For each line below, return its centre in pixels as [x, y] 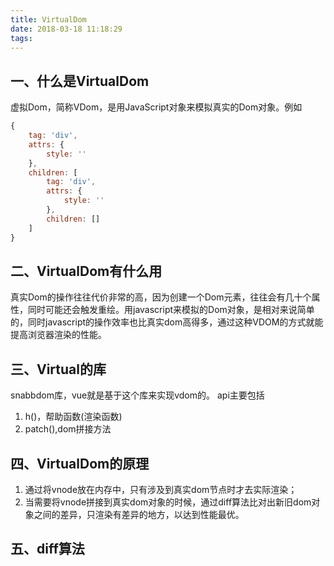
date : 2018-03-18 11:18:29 [66, 29]
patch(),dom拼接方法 [68, 429]
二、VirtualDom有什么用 [86, 271]
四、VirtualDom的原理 [80, 463]
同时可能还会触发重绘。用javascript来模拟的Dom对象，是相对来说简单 [171, 310]
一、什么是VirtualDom [80, 81]
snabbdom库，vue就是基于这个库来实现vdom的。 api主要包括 [137, 395]
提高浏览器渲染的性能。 [58, 335]
